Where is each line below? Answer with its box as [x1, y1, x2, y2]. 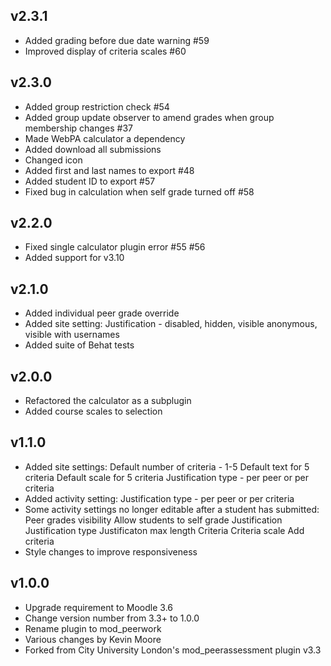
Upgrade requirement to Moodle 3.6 [24, 601, 173, 613]
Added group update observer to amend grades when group [24, 111, 275, 123]
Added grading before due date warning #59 [24, 34, 210, 46]
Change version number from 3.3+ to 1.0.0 [24, 612, 200, 624]
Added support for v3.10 [24, 252, 125, 264]
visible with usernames [24, 329, 120, 341]
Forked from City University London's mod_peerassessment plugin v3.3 [24, 644, 322, 656]
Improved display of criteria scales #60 [24, 45, 187, 57]
